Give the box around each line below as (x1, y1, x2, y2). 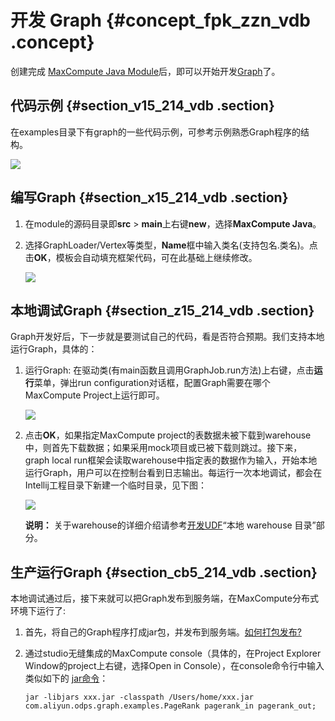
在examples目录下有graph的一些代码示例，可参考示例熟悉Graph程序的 (10, 126, 302, 138)
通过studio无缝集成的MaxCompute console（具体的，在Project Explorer (24, 647, 322, 660)
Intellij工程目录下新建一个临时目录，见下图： (24, 479, 207, 491)
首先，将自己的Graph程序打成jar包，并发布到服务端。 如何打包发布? (24, 626, 302, 638)
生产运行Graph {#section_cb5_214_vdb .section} (10, 564, 318, 581)
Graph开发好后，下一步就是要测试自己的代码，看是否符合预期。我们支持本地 (10, 331, 325, 343)
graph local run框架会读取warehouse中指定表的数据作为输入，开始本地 (24, 454, 318, 466)
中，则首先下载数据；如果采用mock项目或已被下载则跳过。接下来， (24, 442, 303, 454)
